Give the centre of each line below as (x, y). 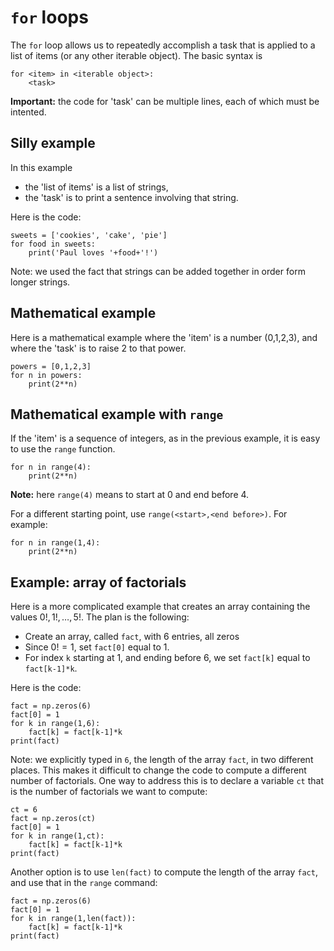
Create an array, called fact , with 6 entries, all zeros (132, 637)
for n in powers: (46, 375)
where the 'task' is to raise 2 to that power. (98, 348)
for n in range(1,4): (55, 543)
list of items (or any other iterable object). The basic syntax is (136, 55)
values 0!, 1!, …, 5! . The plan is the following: (100, 617)
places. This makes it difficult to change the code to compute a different (158, 770)
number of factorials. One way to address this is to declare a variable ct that (167, 781)
